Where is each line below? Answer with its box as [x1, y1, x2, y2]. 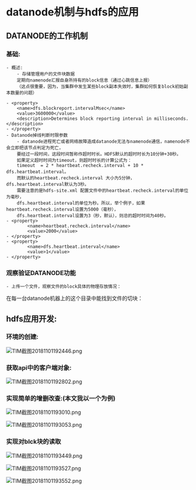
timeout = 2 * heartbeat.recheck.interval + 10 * [17, 162, 144, 168]
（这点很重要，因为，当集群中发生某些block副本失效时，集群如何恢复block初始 [17, 83, 184, 89]
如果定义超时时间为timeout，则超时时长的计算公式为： [17, 157, 132, 163]
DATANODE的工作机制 [6, 31, 89, 41]
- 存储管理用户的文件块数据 [17, 71, 75, 77]
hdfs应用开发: [6, 313, 57, 324]
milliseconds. [153, 116, 189, 122]
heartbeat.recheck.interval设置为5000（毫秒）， [6, 206, 119, 213]
